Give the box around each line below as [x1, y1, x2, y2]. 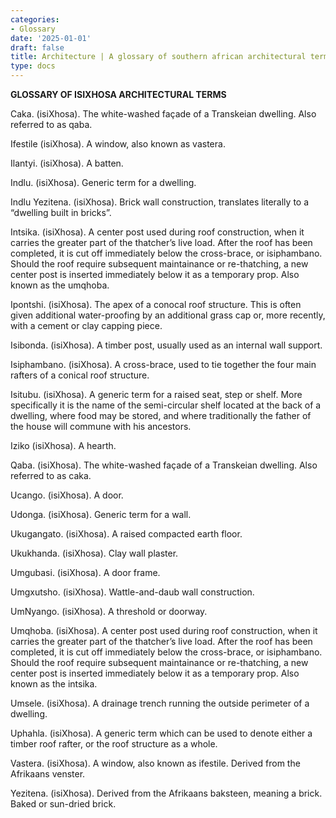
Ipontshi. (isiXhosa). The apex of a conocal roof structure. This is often [10, 299, 302, 310]
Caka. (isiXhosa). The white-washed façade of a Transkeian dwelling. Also [10, 108, 317, 120]
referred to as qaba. [10, 119, 93, 130]
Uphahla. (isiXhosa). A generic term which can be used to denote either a [10, 727, 313, 739]
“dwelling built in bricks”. [10, 207, 112, 218]
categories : [10, 14, 60, 25]
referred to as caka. [10, 470, 92, 481]
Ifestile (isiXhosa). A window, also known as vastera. [10, 138, 226, 150]
